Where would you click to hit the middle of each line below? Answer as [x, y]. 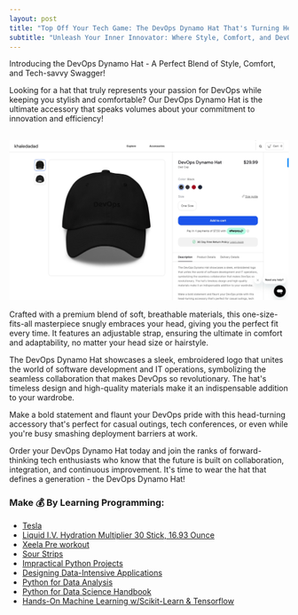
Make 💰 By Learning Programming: [87, 503]
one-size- [260, 314]
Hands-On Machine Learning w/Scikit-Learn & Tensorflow [128, 601]
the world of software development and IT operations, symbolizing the [137, 369]
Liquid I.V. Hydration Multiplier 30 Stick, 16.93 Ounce [118, 535]
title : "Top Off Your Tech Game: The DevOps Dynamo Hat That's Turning [144, 28]
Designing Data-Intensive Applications [92, 572]
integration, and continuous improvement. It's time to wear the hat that [138, 469]
